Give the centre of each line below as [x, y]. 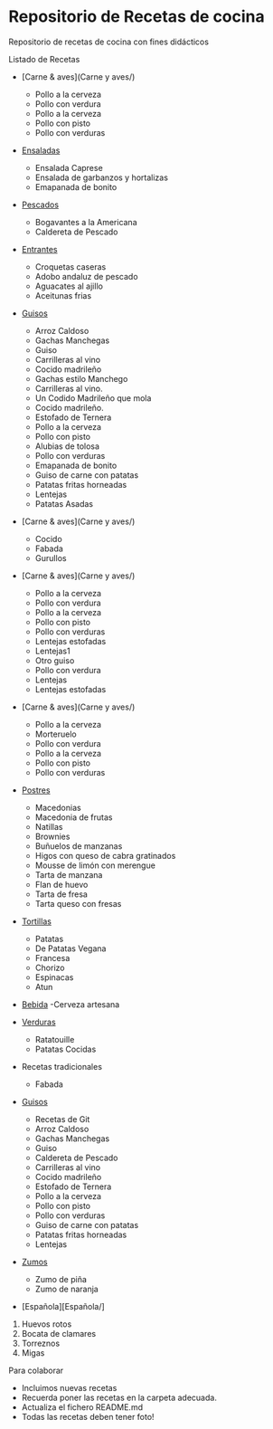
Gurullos [51, 557]
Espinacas [54, 977]
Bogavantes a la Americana [86, 222]
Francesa [52, 957]
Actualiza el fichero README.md [82, 1407]
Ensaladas [41, 150]
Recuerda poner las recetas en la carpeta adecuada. [119, 1397]
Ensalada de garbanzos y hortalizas [102, 177]
